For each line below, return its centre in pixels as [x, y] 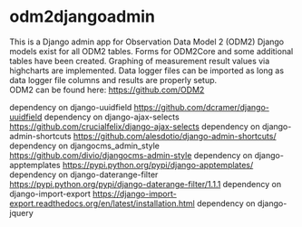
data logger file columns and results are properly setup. [113, 80]
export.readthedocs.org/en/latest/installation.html [102, 203]
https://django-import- [134, 194]
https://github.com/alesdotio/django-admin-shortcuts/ [175, 136]
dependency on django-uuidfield [71, 107]
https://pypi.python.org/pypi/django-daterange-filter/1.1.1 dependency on [146, 184]
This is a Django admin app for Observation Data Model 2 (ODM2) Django [147, 42]
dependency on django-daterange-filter [84, 175]
